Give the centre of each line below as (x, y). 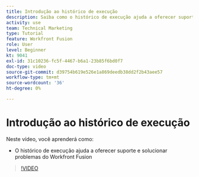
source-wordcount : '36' (36, 83)
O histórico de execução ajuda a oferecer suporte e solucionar (91, 150)
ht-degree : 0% (24, 88)
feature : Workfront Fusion (39, 39)
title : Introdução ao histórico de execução (62, 12)
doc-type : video (26, 66)
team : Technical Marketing (39, 28)
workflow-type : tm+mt (33, 77)
